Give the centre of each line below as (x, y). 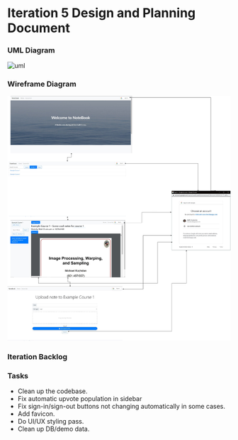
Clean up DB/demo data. (53, 429)
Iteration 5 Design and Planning (102, 13)
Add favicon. (36, 414)
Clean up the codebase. (52, 391)
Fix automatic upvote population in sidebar (80, 398)
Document (39, 28)
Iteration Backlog (38, 356)
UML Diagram (31, 50)
